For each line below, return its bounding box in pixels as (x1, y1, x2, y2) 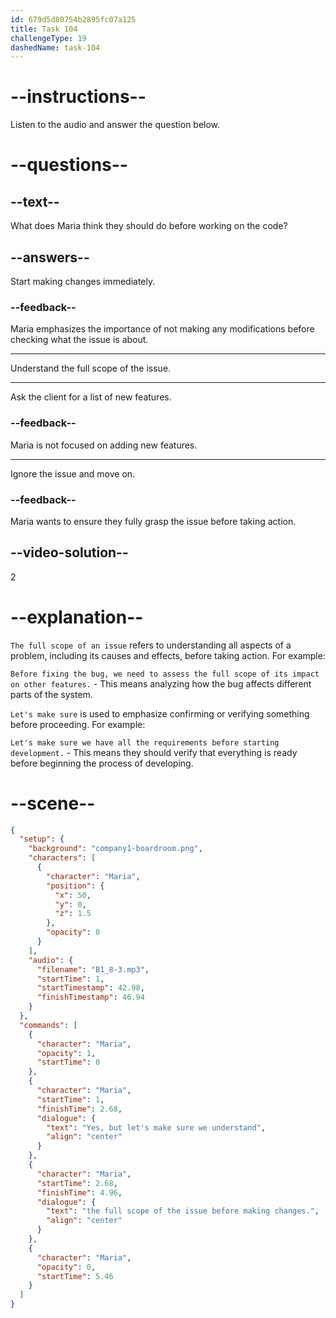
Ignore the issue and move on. (10, 467, 136, 480)
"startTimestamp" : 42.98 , (36, 983, 145, 993)
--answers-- (10, 249, 90, 266)
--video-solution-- (10, 544, 129, 561)
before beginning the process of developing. (10, 757, 194, 769)
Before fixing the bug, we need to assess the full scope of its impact (10, 669, 320, 679)
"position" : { (46, 881, 105, 891)
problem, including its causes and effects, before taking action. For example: (10, 649, 326, 661)
